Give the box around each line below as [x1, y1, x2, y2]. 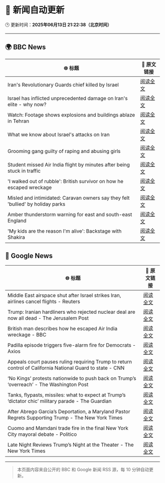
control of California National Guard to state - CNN [7, 364, 125, 371]
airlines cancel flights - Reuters [7, 298, 80, 305]
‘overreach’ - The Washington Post [7, 381, 88, 388]
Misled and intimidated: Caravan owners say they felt [7, 194, 130, 201]
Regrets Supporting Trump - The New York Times [7, 414, 123, 421]
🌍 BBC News [5, 43, 46, 52]
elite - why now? [7, 101, 47, 108]
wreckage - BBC [7, 331, 47, 338]
